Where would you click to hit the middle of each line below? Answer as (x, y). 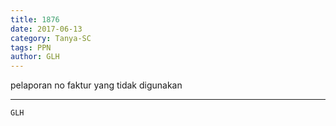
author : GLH (35, 57)
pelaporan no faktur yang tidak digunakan (96, 85)
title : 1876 (35, 19)
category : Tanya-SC (51, 38)
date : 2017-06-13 (46, 29)
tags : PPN (31, 47)
